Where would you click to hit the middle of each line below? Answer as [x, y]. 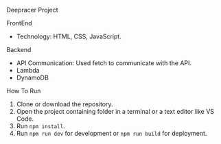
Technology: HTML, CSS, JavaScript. [69, 36]
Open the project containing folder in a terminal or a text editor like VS [115, 111]
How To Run [24, 91]
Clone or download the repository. [65, 104]
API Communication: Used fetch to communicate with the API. [104, 63]
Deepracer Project [33, 10]
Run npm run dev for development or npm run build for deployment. [112, 133]
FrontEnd [19, 23]
